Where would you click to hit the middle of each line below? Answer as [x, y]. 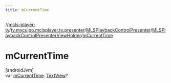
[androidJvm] [20, 70]
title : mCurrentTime [27, 10]
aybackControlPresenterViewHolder [43, 35]
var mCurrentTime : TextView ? [37, 75]
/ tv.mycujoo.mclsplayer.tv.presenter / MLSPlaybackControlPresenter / [81, 30]
